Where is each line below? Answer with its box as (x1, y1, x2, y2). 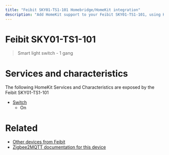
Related (5, 122, 38, 133)
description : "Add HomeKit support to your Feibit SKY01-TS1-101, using (5, 12, 161, 17)
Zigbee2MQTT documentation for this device (12, 144, 106, 150)
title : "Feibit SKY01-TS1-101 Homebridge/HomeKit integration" (5, 7, 141, 13)
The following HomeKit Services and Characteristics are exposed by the (5, 84, 155, 90)
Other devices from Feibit (12, 139, 65, 145)
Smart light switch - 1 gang (17, 50, 73, 56)
